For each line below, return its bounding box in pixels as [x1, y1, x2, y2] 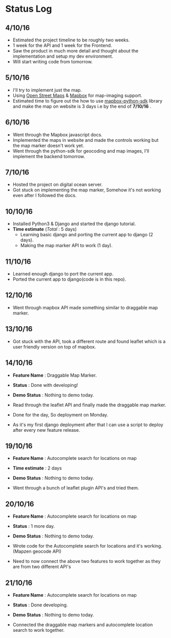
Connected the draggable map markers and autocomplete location [12, 621, 153, 628]
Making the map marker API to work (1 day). [20, 242, 113, 249]
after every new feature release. [12, 427, 80, 433]
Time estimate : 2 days [12, 465, 62, 471]
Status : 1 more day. [12, 523, 55, 529]
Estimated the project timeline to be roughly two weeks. [12, 37, 130, 43]
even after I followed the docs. [12, 192, 77, 199]
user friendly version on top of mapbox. [12, 343, 96, 350]
